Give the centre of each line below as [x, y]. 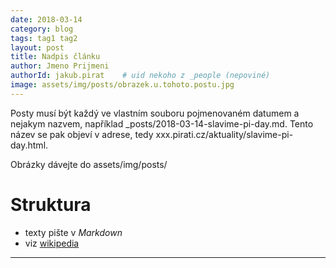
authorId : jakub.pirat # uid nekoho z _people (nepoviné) [140, 76]
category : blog [42, 29]
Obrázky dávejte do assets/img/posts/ [89, 164]
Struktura [51, 204]
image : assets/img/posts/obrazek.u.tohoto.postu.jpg [122, 85]
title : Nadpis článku [55, 57]
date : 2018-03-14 [46, 19]
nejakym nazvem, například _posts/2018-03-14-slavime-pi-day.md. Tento [162, 123]
